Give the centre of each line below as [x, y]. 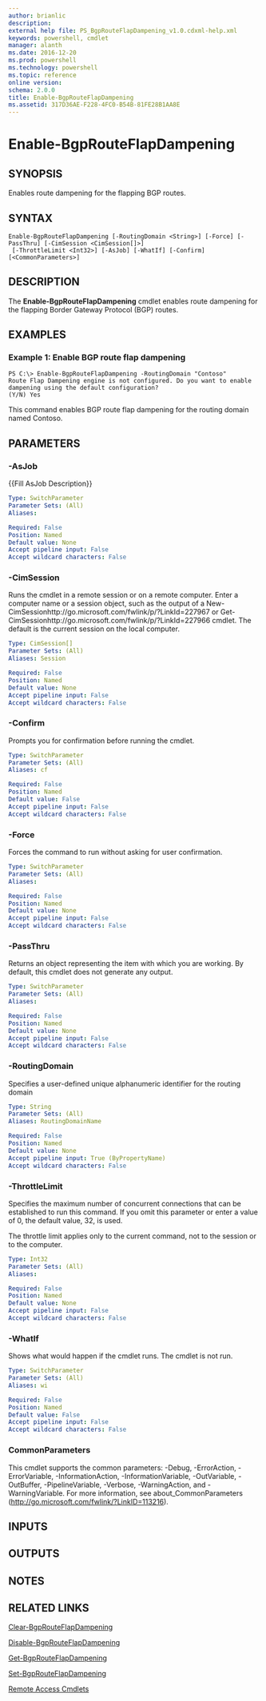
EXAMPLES [37, 335]
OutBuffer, [25, 1484]
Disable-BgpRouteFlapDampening [64, 1643]
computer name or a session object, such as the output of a [107, 603]
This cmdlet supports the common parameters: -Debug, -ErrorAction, [123, 1468]
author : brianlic [37, 16]
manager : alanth [35, 46]
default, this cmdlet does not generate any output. [91, 972]
